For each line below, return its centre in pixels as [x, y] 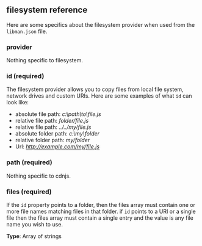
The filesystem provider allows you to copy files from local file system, [95, 89]
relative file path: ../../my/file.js [53, 127]
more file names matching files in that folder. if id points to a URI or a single [101, 211]
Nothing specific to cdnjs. [39, 176]
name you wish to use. [34, 224]
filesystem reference [47, 10]
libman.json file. [27, 31]
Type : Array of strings [34, 236]
